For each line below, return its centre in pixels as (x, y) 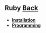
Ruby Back (21, 8)
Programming (26, 25)
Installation (23, 20)
